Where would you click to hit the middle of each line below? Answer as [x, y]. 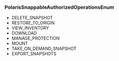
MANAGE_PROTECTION [36, 38]
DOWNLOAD [24, 33]
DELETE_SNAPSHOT [32, 18]
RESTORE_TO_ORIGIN [33, 23]
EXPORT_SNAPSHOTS [34, 54]
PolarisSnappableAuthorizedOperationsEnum [59, 7]
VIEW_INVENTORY [30, 28]
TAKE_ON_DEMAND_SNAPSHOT [44, 49]
